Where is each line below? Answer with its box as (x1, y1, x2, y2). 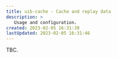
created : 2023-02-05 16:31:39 (6, 25, 80, 31)
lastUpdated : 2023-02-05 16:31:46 (6, 30, 91, 36)
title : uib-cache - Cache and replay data (6, 8, 111, 15)
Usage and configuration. (13, 19, 77, 25)
